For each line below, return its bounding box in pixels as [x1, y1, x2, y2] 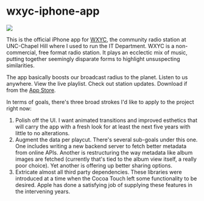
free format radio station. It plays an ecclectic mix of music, [38, 49, 188, 56]
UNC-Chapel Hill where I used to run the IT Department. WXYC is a [6, 42, 175, 49]
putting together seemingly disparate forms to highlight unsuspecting [6, 55, 180, 62]
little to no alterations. [15, 129, 70, 136]
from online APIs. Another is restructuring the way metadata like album [15, 149, 193, 156]
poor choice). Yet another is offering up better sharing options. [15, 161, 172, 169]
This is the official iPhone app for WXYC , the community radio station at [6, 35, 186, 43]
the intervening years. [15, 188, 71, 195]
